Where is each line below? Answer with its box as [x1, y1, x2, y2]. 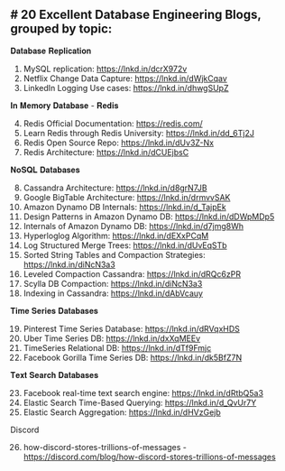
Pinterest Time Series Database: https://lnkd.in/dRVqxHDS [23, 323, 240, 334]
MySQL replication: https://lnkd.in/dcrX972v [23, 63, 188, 74]
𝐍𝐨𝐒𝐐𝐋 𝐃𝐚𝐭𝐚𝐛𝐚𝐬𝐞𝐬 [10, 164, 80, 175]
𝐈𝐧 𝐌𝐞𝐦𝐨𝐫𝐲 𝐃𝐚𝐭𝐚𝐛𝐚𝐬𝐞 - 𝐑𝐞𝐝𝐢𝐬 [10, 99, 119, 111]
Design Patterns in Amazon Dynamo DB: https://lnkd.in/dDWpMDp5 [23, 211, 275, 222]
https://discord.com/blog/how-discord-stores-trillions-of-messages [23, 451, 276, 462]
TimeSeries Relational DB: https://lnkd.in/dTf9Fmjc [23, 342, 212, 353]
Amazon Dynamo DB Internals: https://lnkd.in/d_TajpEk [23, 201, 226, 212]
